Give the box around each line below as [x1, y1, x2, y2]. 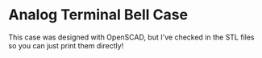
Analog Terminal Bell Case [8, 6, 188, 24]
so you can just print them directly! [8, 40, 124, 50]
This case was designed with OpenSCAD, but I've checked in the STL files [8, 32, 255, 42]
